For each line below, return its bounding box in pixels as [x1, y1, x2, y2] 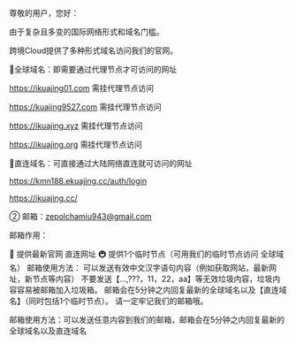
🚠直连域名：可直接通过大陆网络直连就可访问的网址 [9, 158, 193, 168]
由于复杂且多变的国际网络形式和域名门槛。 [9, 27, 164, 37]
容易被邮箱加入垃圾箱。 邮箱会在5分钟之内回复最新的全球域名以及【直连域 [16, 285, 287, 294]
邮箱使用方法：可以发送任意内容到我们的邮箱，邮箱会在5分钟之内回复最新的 [9, 315, 285, 325]
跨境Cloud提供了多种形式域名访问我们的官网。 [9, 45, 178, 56]
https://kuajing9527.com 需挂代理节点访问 [9, 102, 162, 112]
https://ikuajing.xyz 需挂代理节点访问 [9, 120, 143, 131]
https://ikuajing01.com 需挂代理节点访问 [9, 83, 155, 93]
